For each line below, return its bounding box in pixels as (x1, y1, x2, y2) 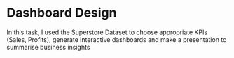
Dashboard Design (6, 5, 117, 21)
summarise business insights (6, 43, 90, 51)
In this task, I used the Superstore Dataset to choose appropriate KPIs (6, 28, 208, 36)
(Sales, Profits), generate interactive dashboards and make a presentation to (6, 35, 227, 43)
